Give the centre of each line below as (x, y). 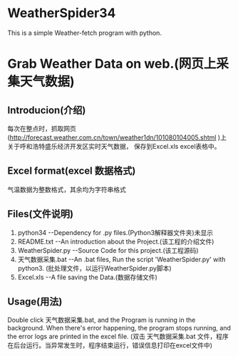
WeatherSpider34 (62, 13)
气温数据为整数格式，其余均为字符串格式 (67, 189)
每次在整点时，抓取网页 (42, 128)
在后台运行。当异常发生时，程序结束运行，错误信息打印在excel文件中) (110, 345)
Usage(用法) (35, 302)
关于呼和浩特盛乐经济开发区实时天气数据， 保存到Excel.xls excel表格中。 (114, 146)
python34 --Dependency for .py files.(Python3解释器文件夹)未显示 (115, 232)
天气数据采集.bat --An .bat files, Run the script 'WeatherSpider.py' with (121, 259)
